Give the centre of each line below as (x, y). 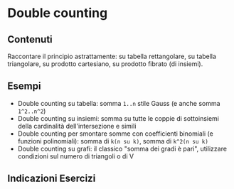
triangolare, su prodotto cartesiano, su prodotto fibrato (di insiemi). (105, 64)
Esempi (24, 86)
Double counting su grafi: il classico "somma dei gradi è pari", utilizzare (122, 148)
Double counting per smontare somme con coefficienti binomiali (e (115, 134)
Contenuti (30, 39)
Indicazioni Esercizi (52, 179)
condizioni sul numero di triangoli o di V (75, 156)
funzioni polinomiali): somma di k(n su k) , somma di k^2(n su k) (113, 141)
